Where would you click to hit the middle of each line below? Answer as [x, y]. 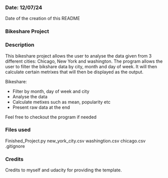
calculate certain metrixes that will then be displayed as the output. [74, 72]
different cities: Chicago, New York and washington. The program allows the [84, 61]
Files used [18, 130]
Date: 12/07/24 [24, 8]
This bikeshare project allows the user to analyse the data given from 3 [78, 56]
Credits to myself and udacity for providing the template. [63, 170]
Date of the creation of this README [43, 19]
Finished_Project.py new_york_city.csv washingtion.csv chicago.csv [75, 141]
